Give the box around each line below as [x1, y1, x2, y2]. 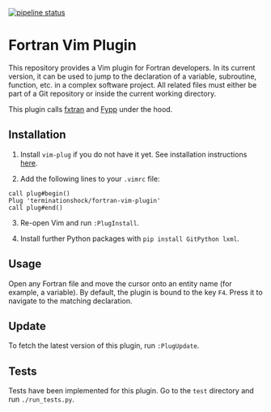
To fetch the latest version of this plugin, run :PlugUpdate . [8, 341, 200, 350]
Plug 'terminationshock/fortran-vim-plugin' [8, 196, 161, 204]
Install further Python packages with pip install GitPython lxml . [19, 234, 240, 243]
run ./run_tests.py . [8, 394, 75, 405]
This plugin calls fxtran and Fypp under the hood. [8, 104, 173, 114]
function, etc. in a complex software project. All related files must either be [8, 79, 257, 89]
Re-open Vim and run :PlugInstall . [19, 217, 140, 227]
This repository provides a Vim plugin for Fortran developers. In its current [8, 62, 256, 72]
